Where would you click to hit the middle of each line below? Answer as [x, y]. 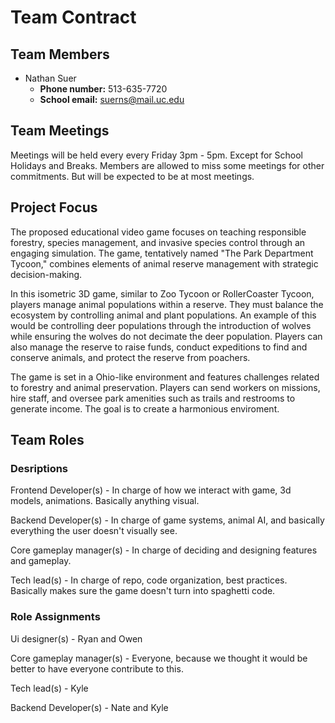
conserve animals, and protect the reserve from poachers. [130, 357]
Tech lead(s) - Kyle [49, 688]
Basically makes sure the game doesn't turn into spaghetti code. [143, 591]
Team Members [60, 54]
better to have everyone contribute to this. [97, 668]
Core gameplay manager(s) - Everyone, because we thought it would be [159, 658]
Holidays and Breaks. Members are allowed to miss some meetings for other [167, 165]
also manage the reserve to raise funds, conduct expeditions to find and [159, 347]
